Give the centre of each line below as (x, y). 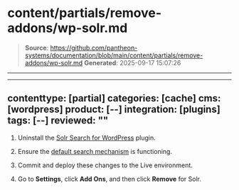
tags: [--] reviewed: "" (58, 121)
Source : (37, 47)
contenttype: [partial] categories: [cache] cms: (114, 98)
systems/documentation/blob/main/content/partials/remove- (114, 55)
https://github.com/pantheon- (94, 47)
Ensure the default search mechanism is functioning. (95, 151)
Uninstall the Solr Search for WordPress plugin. (86, 138)
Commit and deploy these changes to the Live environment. (105, 165)
